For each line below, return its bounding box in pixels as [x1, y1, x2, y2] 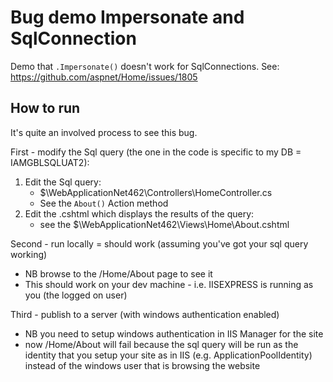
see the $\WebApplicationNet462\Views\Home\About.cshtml [39, 218, 290, 230]
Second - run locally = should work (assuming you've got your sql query [10, 237, 309, 250]
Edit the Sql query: [24, 176, 102, 188]
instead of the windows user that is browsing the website [24, 359, 261, 371]
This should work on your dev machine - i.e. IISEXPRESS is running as [24, 278, 314, 290]
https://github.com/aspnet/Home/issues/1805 [10, 71, 198, 83]
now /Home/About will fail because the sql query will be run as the [24, 338, 299, 350]
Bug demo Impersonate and [10, 6, 245, 29]
